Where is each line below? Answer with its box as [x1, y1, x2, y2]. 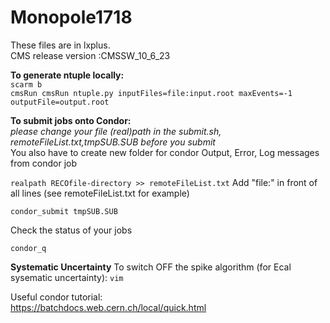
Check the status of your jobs [10, 224, 133, 236]
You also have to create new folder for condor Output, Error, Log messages [10, 146, 320, 158]
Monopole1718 [10, 6, 133, 29]
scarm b [10, 79, 43, 90]
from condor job [10, 157, 78, 169]
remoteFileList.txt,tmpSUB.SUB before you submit [10, 136, 216, 148]
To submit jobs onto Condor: [10, 114, 132, 126]
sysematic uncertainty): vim [10, 271, 124, 283]
